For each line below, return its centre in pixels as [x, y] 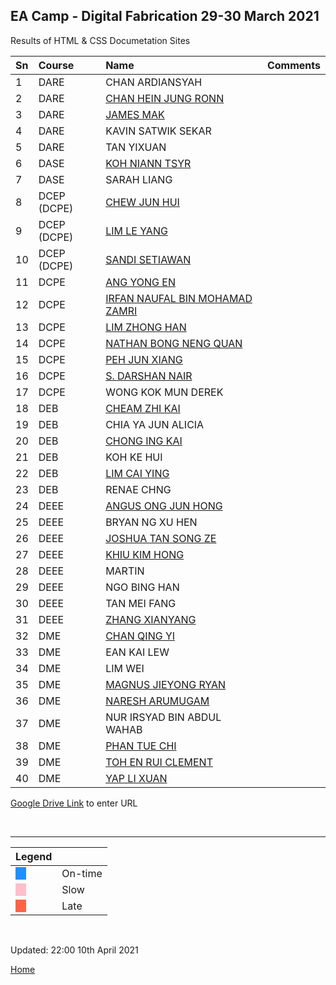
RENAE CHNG [138, 489]
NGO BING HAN [142, 587]
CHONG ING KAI [144, 441]
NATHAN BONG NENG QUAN [174, 343]
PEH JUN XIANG [144, 359]
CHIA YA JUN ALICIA [155, 424]
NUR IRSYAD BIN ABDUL [163, 717]
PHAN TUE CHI [141, 746]
